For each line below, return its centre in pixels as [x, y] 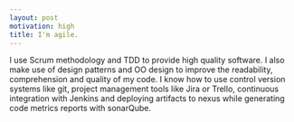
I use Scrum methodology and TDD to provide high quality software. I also [147, 61]
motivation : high [42, 26]
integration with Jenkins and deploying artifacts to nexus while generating [147, 99]
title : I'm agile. [44, 34]
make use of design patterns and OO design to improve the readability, [141, 70]
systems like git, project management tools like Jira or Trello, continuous [144, 89]
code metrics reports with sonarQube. [81, 108]
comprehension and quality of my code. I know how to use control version [147, 80]
